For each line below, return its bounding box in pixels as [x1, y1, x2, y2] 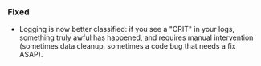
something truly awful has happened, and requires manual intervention [18, 33, 254, 42]
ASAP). [18, 50, 43, 60]
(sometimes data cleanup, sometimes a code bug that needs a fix [18, 41, 236, 51]
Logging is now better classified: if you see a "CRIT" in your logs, [18, 25, 234, 34]
